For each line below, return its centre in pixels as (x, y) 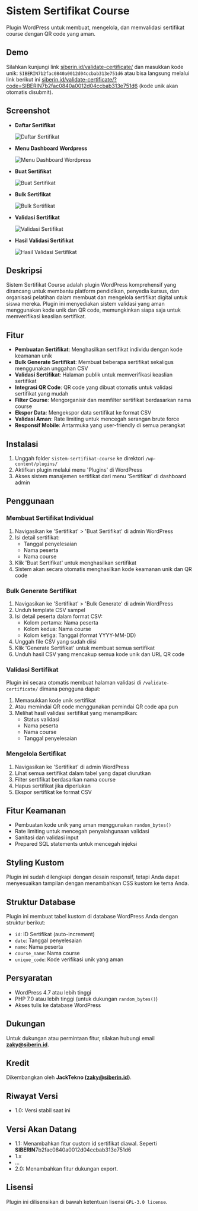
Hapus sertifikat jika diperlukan (52, 786)
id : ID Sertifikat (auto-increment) (55, 934)
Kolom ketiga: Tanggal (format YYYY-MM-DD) (80, 635)
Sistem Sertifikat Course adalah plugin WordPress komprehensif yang (91, 285)
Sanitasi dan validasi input (47, 837)
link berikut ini (23, 79)
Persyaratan (29, 978)
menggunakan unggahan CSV (51, 368)
